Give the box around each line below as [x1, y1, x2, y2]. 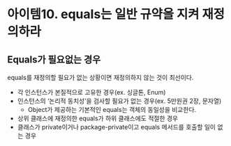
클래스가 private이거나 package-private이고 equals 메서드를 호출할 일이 [17, 123, 216, 131]
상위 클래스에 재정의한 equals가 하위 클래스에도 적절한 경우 [17, 114, 179, 122]
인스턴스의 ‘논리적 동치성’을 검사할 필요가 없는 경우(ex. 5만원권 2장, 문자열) [17, 97, 222, 105]
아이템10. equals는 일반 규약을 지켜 [7, 6, 200, 22]
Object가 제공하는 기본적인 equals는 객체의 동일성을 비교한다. [27, 106, 197, 113]
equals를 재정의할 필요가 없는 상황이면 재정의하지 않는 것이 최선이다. [7, 74, 194, 81]
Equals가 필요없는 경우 [7, 54, 101, 65]
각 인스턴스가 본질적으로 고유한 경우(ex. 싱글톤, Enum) [17, 88, 166, 96]
